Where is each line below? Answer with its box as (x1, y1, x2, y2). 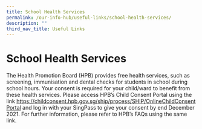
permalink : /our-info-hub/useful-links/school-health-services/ (6, 15, 172, 21)
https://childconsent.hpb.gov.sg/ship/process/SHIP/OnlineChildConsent (16, 98, 196, 105)
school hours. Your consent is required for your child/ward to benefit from (6, 85, 191, 92)
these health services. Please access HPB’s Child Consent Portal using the (6, 91, 192, 99)
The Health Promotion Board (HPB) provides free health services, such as (6, 72, 191, 79)
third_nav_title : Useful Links (6, 25, 85, 32)
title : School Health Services (6, 8, 85, 15)
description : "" (6, 20, 47, 26)
